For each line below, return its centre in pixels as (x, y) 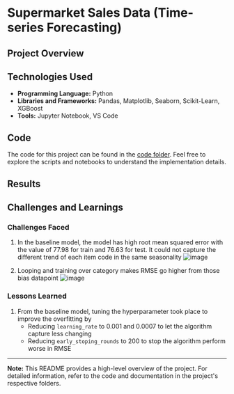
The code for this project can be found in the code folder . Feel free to (107, 155)
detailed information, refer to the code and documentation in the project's (112, 376)
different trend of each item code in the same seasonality (100, 257)
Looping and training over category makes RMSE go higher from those (118, 271)
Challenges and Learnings (65, 207)
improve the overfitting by (54, 319)
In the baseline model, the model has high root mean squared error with (120, 242)
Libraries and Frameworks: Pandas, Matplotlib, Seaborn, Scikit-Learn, (118, 101)
